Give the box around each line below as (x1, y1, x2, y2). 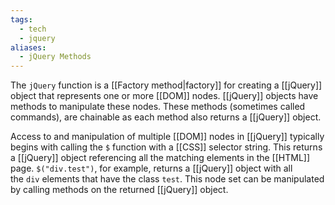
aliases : (10, 42, 47, 53)
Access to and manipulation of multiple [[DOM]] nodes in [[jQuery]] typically (10, 131, 325, 143)
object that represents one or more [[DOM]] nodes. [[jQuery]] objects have (10, 90, 319, 102)
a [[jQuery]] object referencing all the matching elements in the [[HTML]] (10, 152, 311, 164)
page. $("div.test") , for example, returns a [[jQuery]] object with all (10, 162, 293, 175)
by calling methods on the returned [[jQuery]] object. (10, 184, 229, 196)
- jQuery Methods (19, 52, 92, 62)
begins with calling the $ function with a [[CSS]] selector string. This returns (10, 141, 323, 153)
